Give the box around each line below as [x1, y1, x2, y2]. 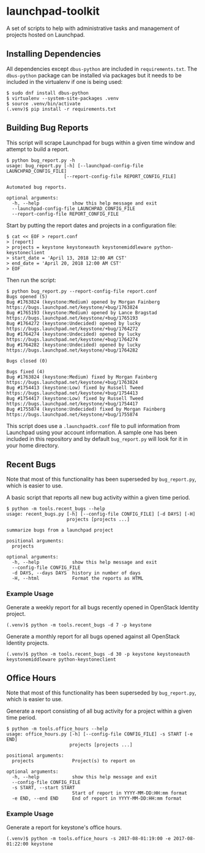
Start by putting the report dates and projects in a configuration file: [6, 222, 177, 229]
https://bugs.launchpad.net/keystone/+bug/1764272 [6, 326, 138, 332]
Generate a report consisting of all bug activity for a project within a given [6, 707, 192, 715]
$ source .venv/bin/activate [6, 100, 81, 107]
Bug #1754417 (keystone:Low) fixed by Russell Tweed [6, 395, 144, 402]
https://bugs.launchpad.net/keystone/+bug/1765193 [6, 315, 138, 321]
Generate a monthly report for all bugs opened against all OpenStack [6, 633, 180, 640]
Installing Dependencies [6, 49, 101, 59]
